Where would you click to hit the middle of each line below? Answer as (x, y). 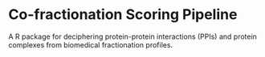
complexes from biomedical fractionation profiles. (91, 44)
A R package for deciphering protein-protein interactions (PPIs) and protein (132, 36)
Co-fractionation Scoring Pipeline (123, 15)
